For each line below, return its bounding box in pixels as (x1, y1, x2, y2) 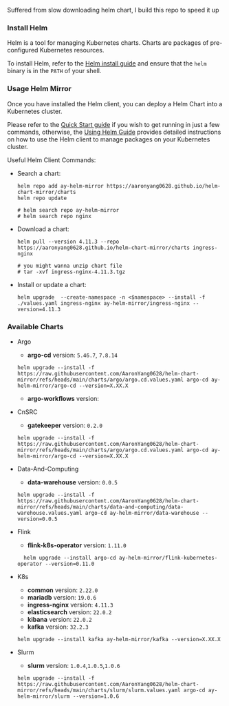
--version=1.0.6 (72, 693, 120, 700)
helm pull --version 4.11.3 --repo (17, 238, 120, 245)
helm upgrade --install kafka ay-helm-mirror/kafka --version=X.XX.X (17, 636, 221, 643)
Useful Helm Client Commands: (7, 155, 96, 164)
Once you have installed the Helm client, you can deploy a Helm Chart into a (7, 99, 223, 108)
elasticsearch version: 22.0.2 (27, 607, 112, 616)
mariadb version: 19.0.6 (27, 593, 97, 601)
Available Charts (7, 322, 64, 331)
